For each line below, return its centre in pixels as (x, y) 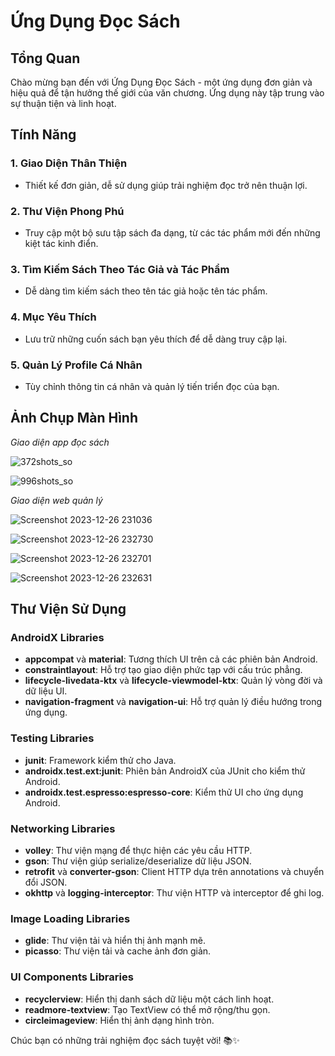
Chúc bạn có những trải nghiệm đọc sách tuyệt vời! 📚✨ (125, 1040)
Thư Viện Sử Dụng (68, 609)
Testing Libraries (52, 738)
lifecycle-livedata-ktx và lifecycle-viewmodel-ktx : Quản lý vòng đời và (173, 681)
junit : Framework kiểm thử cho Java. (100, 760)
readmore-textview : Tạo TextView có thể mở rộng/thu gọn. (147, 1009)
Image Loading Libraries (70, 918)
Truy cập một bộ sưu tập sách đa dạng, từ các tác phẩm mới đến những (172, 232)
